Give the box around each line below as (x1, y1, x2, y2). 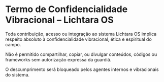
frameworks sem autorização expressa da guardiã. (5, 56, 112, 62)
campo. (5, 41, 21, 47)
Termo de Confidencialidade (5, 4, 128, 15)
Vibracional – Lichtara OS (5, 14, 114, 26)
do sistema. (5, 71, 29, 77)
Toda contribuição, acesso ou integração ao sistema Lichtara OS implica (5, 31, 157, 37)
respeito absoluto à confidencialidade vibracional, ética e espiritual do (5, 36, 152, 42)
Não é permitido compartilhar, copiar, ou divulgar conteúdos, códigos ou (5, 51, 157, 57)
